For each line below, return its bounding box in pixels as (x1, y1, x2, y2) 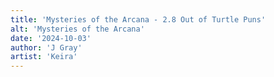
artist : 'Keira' (10, 52, 78, 62)
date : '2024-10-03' (10, 33, 92, 43)
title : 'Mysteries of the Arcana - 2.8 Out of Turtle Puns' (10, 14, 267, 25)
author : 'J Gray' (10, 42, 83, 53)
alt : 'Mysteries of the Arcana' (10, 24, 145, 34)
